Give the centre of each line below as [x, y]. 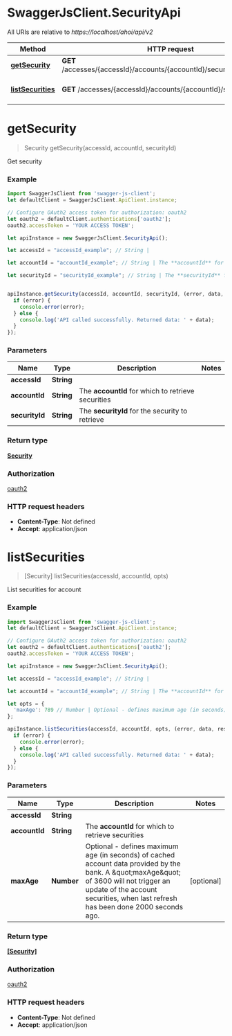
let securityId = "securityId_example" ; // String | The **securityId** [114, 276]
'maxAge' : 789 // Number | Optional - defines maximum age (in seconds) [120, 710]
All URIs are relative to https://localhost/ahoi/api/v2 [80, 32]
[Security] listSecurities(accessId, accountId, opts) [96, 576]
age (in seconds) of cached [130, 855]
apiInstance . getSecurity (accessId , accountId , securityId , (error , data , [116, 294]
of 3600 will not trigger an [128, 881]
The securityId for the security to [133, 411]
